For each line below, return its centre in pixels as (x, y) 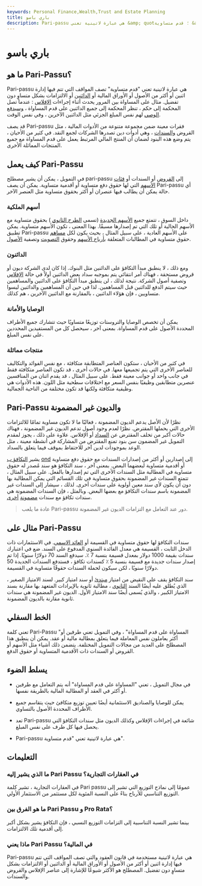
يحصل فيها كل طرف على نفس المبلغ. (57, 726)
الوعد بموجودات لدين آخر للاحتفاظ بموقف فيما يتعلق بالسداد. (74, 447)
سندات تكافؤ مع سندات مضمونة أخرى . (49, 497)
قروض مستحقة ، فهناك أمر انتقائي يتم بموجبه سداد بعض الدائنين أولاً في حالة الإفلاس (100, 274)
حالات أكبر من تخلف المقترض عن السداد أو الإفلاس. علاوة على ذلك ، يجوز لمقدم (96, 435)
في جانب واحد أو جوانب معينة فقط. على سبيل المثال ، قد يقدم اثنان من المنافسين (97, 376)
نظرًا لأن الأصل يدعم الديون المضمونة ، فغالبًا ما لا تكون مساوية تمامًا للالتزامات (94, 422)
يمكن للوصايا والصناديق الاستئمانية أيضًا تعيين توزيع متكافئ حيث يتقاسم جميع (100, 702)
